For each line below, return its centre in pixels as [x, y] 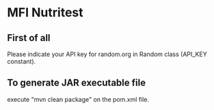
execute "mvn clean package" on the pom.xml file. [78, 99]
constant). [22, 61]
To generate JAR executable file [76, 83]
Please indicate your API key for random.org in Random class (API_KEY [107, 54]
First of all [29, 38]
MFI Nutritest [45, 13]
